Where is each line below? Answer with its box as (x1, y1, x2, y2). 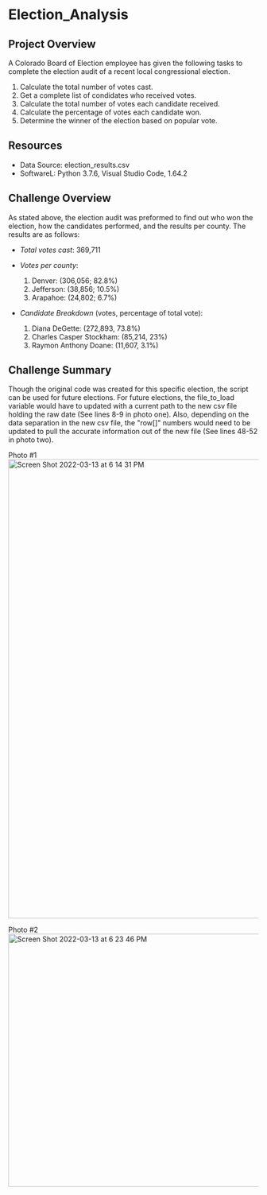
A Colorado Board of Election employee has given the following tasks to (8, 58, 243, 68)
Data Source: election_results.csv (19, 160, 130, 169)
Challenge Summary (8, 363, 112, 377)
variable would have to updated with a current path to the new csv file (8, 402, 238, 411)
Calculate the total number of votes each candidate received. (19, 99, 220, 108)
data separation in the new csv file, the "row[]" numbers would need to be (8, 418, 251, 428)
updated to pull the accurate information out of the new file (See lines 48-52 (8, 427, 258, 436)
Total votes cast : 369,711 (19, 245, 101, 254)
